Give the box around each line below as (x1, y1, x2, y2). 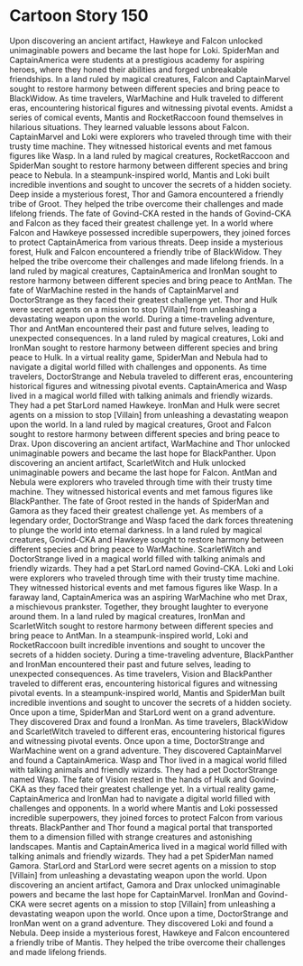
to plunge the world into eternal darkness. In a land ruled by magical (9, 525, 262, 535)
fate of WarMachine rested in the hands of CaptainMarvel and (9, 284, 239, 295)
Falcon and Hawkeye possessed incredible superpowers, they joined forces (9, 227, 291, 237)
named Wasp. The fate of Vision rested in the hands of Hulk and (9, 774, 248, 785)
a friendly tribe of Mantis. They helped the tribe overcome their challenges (9, 936, 286, 948)
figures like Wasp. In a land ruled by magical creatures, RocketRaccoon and (9, 150, 290, 161)
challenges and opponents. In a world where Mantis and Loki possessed (9, 803, 278, 813)
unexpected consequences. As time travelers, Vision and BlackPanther (9, 668, 273, 679)
